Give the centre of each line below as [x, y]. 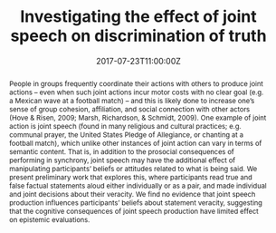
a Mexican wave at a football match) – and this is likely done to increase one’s [132, 100]
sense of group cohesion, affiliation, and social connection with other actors [129, 109]
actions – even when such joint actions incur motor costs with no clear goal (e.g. [136, 92]
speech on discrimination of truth [138, 36]
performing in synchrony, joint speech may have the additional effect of [122, 160]
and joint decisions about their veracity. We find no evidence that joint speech [132, 194]
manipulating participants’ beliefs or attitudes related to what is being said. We [133, 168]
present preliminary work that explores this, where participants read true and [131, 177]
